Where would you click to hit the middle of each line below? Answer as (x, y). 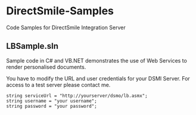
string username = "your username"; (52, 101)
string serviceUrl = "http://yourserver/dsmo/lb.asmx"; (77, 96)
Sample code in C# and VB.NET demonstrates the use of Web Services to (97, 60)
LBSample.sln (32, 46)
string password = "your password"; (52, 106)
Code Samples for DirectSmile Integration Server (66, 27)
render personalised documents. (46, 67)
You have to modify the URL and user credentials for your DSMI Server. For (98, 78)
